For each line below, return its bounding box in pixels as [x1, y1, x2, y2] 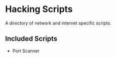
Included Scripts [5, 34, 58, 43]
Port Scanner [12, 47, 40, 53]
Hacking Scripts [5, 3, 73, 15]
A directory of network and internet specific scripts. [5, 20, 112, 26]
